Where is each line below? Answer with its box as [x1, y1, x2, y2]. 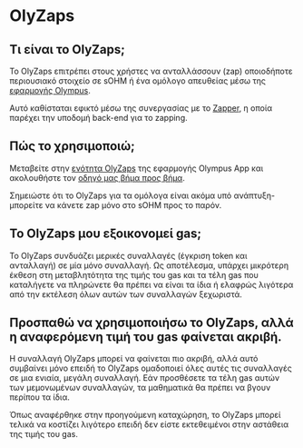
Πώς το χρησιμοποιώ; [9, 138, 136, 154]
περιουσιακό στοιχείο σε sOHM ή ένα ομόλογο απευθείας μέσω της [9, 75, 266, 86]
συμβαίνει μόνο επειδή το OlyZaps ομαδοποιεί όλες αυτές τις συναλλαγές [9, 363, 292, 373]
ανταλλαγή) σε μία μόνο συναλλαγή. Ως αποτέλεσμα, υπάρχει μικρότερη [9, 260, 288, 271]
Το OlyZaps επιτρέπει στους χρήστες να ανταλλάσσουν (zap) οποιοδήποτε [9, 65, 293, 76]
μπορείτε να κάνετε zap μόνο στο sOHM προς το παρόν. [9, 199, 222, 210]
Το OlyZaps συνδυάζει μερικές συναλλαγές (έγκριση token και [9, 250, 248, 261]
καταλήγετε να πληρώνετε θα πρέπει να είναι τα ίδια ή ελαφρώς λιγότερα [9, 279, 294, 290]
